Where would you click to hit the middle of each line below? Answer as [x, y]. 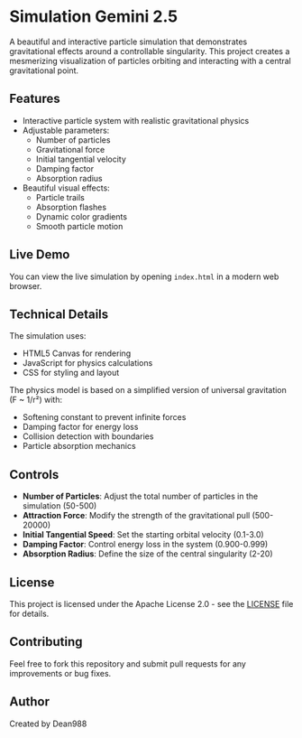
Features [35, 99]
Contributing [46, 642]
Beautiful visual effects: [66, 188]
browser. [26, 285]
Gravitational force [70, 149]
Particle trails [60, 197]
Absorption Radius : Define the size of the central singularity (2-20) [147, 554]
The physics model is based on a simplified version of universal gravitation [148, 390]
